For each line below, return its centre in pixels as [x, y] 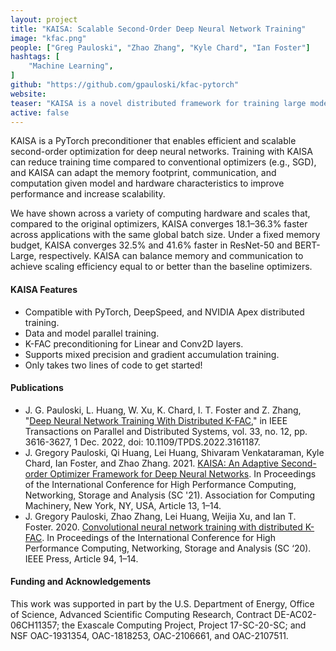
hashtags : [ [35, 57]
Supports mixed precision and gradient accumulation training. [152, 354]
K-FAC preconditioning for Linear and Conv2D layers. [134, 343]
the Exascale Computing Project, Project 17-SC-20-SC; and [184, 625]
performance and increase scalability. [88, 194]
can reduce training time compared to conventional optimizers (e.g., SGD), [163, 162]
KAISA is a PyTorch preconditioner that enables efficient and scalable [153, 141]
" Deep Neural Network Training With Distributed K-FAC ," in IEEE [156, 420]
